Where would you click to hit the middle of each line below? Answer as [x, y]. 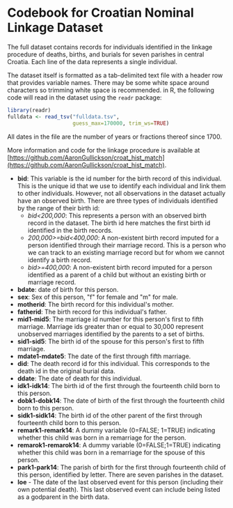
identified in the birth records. [70, 230]
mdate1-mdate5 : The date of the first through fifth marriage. [104, 356]
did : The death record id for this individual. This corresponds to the [113, 363]
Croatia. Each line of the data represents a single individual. [92, 61]
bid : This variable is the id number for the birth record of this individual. [119, 178]
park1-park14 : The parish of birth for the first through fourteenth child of [121, 467]
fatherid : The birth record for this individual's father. [92, 311]
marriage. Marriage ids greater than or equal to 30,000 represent [110, 326]
